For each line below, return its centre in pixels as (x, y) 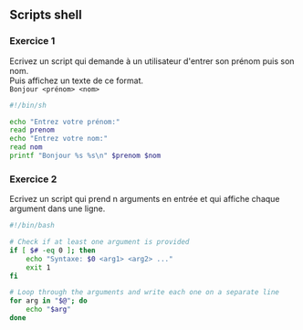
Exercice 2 (33, 179)
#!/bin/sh (28, 105)
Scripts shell (46, 15)
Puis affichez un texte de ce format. (77, 80)
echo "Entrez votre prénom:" (65, 122)
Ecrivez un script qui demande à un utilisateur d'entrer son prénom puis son (152, 61)
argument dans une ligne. (57, 208)
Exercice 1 (32, 41)
